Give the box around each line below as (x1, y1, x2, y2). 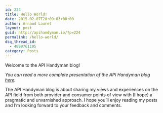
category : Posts (5, 48, 39, 53)
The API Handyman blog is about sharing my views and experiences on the (5, 86, 158, 92)
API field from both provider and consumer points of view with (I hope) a (5, 92, 153, 98)
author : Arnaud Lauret (5, 21, 52, 26)
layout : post (5, 26, 32, 31)
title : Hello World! (5, 12, 48, 17)
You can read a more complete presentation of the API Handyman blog (5, 72, 151, 77)
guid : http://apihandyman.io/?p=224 (5, 30, 81, 35)
